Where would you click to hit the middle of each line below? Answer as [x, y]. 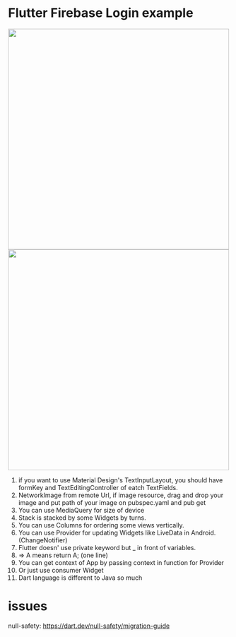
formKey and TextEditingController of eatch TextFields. [98, 487]
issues [28, 606]
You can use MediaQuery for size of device [81, 510]
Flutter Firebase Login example [101, 13]
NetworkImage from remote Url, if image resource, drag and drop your [121, 495]
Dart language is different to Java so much [80, 578]
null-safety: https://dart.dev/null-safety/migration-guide [89, 626]
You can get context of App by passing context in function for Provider [121, 562]
